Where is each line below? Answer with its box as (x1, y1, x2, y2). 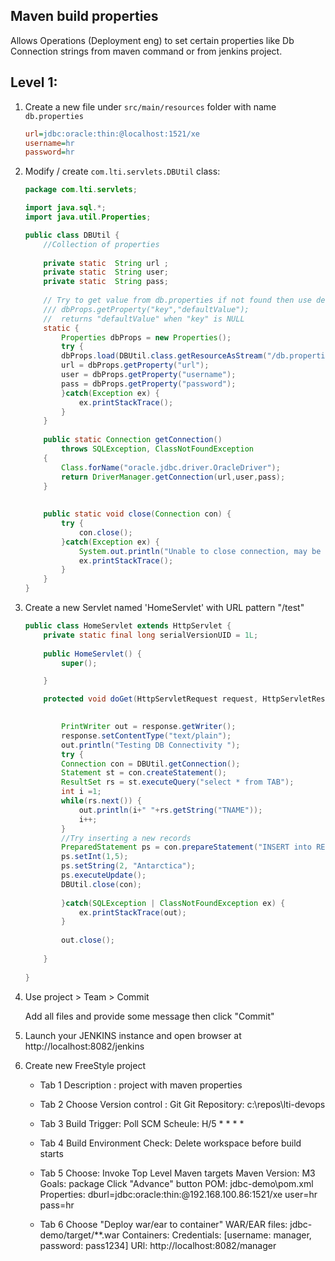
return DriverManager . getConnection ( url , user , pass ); (61, 472, 286, 482)
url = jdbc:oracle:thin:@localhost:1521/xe (24, 129, 201, 139)
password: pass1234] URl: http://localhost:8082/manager (39, 1239, 277, 1251)
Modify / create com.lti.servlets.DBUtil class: (24, 165, 221, 178)
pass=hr (39, 1199, 75, 1211)
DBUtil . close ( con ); (61, 879, 142, 889)
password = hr (24, 147, 75, 158)
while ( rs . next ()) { (61, 796, 143, 806)
